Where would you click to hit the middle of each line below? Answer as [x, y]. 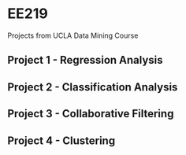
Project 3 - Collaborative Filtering [91, 114]
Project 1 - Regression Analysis [85, 60]
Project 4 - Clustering [61, 140]
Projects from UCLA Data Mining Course [73, 35]
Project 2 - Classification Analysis [93, 87]
